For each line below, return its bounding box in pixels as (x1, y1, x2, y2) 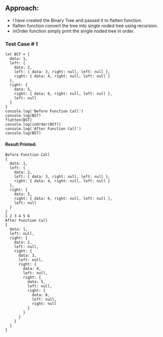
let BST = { (5, 52, 30, 57)
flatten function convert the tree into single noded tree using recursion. (12, 23, 159, 29)
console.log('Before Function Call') (5, 109, 84, 114)
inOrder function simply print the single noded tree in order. (12, 28, 135, 34)
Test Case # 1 (5, 40, 38, 47)
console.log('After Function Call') (5, 126, 81, 132)
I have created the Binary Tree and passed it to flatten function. (12, 17, 143, 23)
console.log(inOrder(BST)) (5, 122, 61, 127)
